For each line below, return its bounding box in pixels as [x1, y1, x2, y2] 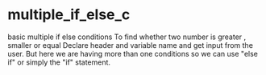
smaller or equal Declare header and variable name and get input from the [7, 40, 253, 49]
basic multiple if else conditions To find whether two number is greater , [7, 32, 247, 41]
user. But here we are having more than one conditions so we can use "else [7, 49, 259, 58]
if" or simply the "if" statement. [7, 57, 110, 67]
